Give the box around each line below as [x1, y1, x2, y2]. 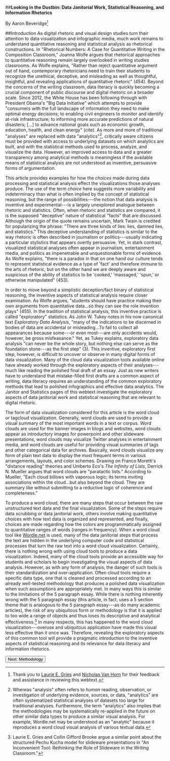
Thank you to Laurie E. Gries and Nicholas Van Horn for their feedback [12, 671, 160, 677]
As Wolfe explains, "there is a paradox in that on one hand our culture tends [5, 255, 163, 262]
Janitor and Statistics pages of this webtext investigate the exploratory [5, 389, 153, 395]
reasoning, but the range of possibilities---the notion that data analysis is [5, 197, 158, 203]
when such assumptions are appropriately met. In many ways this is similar [5, 586, 161, 592]
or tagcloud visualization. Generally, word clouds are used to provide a [5, 415, 153, 421]
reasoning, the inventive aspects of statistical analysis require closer [5, 292, 148, 298]
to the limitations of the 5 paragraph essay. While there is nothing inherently [5, 591, 163, 597]
